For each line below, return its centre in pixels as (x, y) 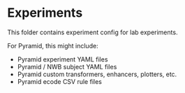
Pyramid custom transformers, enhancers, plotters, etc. (97, 74)
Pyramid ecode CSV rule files (60, 81)
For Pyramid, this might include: (53, 45)
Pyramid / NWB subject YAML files (67, 66)
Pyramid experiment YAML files (62, 59)
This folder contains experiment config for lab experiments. (92, 32)
